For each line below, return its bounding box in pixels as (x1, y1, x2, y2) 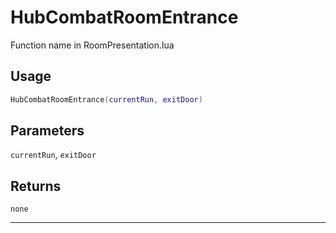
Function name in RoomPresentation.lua (10, 39, 175, 51)
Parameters (10, 122, 85, 140)
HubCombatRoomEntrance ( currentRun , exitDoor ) (10, 94, 203, 105)
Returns (10, 177, 62, 195)
